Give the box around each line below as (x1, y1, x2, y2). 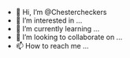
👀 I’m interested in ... (15, 16, 83, 25)
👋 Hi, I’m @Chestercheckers (15, 8, 107, 16)
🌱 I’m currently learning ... (15, 24, 100, 33)
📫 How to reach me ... (15, 42, 89, 50)
